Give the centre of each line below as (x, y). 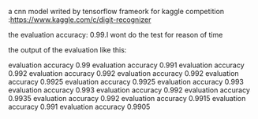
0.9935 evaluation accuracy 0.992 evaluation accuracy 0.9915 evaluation (127, 98)
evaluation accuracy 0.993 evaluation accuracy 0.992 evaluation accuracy (129, 90)
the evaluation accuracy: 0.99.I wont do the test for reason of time (116, 35)
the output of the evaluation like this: (67, 50)
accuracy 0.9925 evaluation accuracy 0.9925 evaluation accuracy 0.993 (126, 82)
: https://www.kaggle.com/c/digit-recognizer (80, 20)
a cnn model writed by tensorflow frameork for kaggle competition (116, 11)
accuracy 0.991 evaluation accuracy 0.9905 (79, 106)
